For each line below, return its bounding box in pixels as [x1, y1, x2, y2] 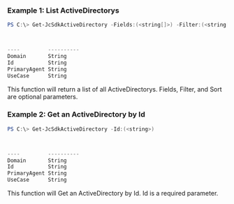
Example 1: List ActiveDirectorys [7, 6, 120, 15]
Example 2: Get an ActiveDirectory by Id [7, 110, 145, 119]
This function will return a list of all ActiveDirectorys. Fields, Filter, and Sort [7, 85, 222, 93]
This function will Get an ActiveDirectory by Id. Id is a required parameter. [7, 189, 219, 198]
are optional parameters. [7, 92, 78, 101]
